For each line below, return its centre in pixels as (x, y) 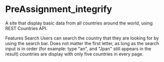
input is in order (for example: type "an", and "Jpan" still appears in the (78, 48)
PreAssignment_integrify (59, 9)
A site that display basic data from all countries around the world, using (79, 23)
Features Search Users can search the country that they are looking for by (82, 38)
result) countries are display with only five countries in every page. (74, 54)
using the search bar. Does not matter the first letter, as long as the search (82, 43)
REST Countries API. (26, 28)
